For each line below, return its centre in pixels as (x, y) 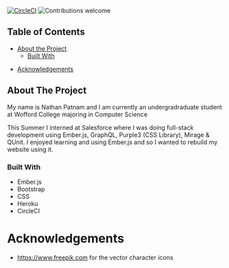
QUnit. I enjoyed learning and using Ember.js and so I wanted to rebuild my (112, 142)
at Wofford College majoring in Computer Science (77, 114)
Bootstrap (31, 189)
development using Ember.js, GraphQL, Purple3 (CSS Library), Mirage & (109, 135)
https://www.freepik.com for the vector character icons (95, 257)
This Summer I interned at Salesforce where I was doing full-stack (100, 127)
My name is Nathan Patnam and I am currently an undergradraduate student (115, 107)
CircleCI (28, 211)
